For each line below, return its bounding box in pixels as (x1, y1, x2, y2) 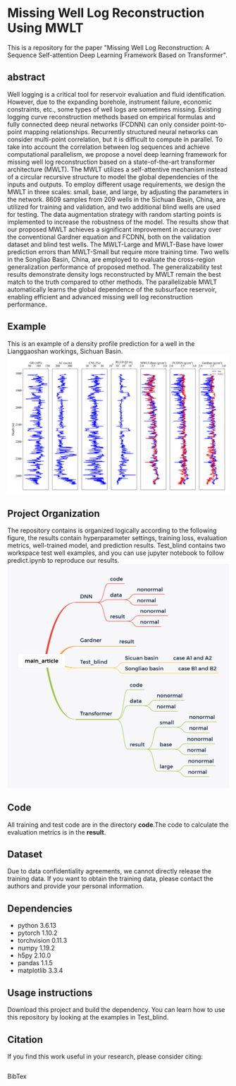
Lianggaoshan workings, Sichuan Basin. (7, 347, 123, 355)
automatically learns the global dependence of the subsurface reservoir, (7, 285, 217, 294)
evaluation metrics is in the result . (7, 828, 106, 836)
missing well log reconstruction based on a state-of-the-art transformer (7, 157, 216, 166)
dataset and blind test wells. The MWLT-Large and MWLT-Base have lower (7, 240, 224, 249)
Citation (7, 1033, 44, 1046)
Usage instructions (7, 986, 93, 998)
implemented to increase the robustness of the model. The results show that (7, 217, 229, 226)
